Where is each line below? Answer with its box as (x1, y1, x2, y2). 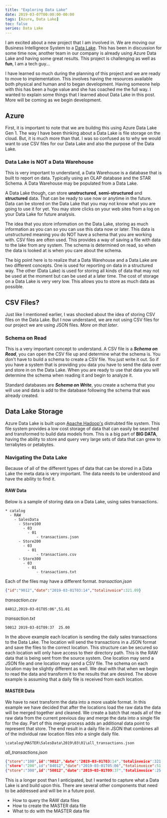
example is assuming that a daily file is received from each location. (5, 676, 144, 682)
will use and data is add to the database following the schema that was (5, 388, 150, 394)
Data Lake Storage (5, 407, 63, 415)
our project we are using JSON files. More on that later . (5, 322, 119, 328)
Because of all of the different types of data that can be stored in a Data (5, 465, 153, 471)
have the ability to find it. (5, 476, 56, 482)
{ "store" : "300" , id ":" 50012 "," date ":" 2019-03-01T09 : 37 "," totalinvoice (5, 768, 153, 773)
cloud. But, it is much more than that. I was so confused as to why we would (5, 135, 161, 141)
